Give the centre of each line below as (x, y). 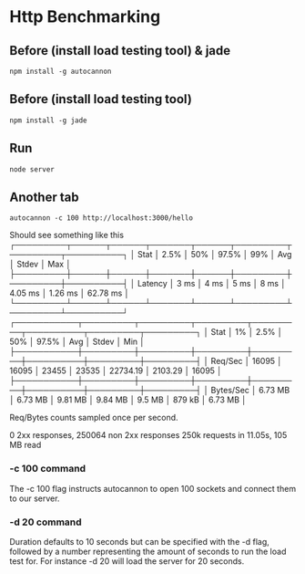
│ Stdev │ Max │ (40, 264)
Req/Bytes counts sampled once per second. (94, 418)
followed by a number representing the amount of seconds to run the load (148, 552)
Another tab (44, 198)
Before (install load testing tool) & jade (120, 51)
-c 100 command (48, 469)
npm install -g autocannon (61, 71)
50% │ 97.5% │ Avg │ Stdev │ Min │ (77, 342)
